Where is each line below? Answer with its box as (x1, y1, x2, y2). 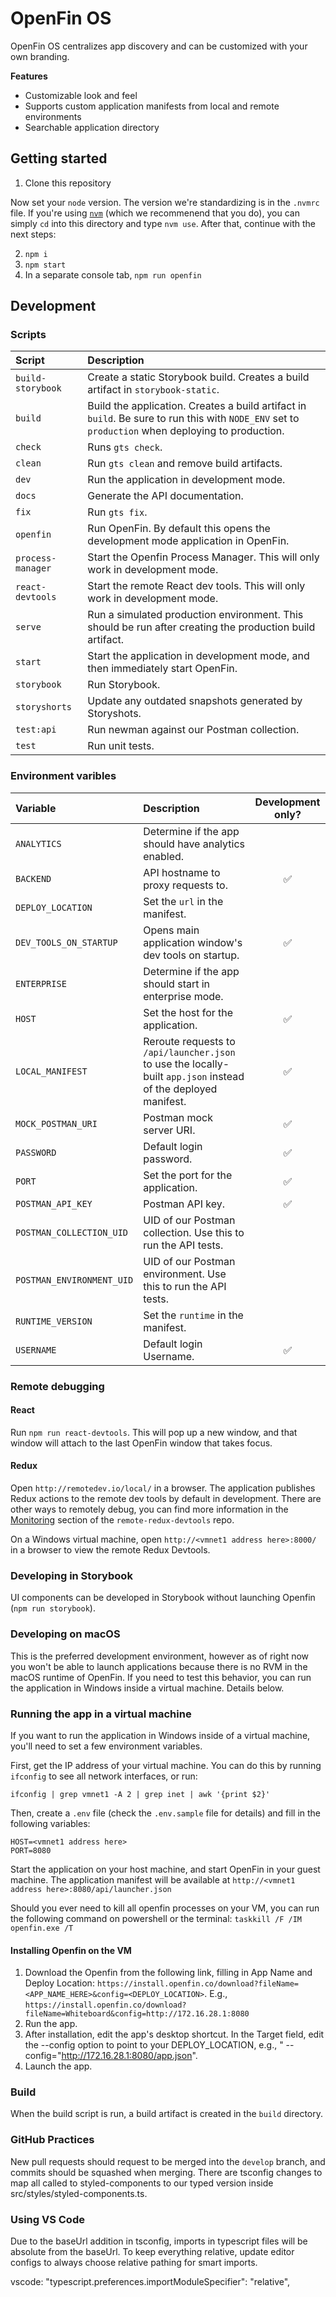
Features (10, 70, 48, 82)
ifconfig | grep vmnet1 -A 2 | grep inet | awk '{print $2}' (10, 1789, 271, 1799)
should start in (143, 977, 211, 991)
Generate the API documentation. (87, 489, 244, 503)
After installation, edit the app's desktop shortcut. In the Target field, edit (24, 2028, 325, 2041)
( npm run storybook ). (10, 1602, 96, 1614)
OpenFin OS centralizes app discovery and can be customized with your (10, 40, 308, 52)
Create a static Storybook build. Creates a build (87, 370, 310, 384)
